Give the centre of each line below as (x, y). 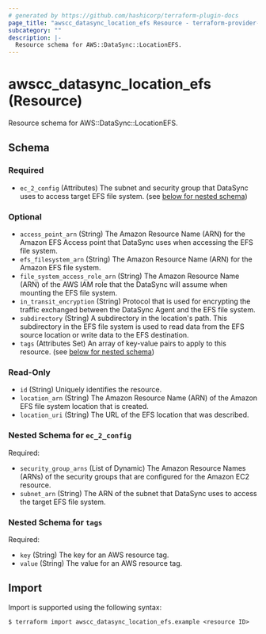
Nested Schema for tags (55, 522)
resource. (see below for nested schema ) (87, 352)
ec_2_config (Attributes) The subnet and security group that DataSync (134, 188)
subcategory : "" (35, 30)
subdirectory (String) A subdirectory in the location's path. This (123, 319)
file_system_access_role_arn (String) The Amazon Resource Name (129, 276)
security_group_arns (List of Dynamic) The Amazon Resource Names (133, 468)
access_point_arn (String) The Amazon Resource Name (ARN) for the (132, 234)
